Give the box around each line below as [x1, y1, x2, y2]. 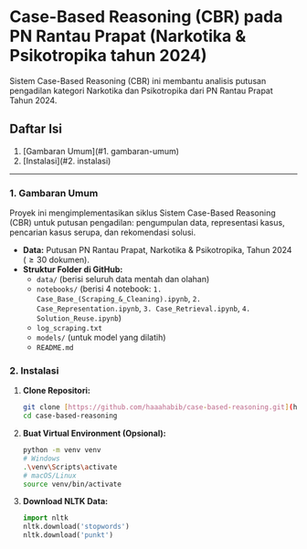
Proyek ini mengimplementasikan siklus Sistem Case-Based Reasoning [9, 207, 276, 218]
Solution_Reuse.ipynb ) [36, 312, 122, 323]
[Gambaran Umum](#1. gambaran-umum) [22, 145, 180, 156]
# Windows [22, 454, 61, 463]
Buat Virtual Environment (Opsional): [22, 428, 166, 439]
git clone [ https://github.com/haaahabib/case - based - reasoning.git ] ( [22, 403, 294, 412]
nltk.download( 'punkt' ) [22, 531, 114, 540]
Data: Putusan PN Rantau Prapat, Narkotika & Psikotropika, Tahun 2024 [22, 245, 292, 256]
